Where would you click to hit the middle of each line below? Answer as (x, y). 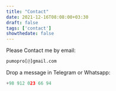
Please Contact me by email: (41, 50)
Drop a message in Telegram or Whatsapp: (58, 72)
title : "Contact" (28, 12)
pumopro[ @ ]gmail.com (32, 61)
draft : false (22, 22)
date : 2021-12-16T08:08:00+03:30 (47, 17)
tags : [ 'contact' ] (29, 28)
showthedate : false (30, 34)
